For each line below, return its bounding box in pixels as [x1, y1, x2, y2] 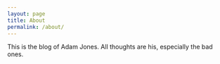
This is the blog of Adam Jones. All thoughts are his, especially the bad [7, 43, 213, 51]
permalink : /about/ [7, 23, 65, 30]
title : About [7, 17, 46, 24]
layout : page [7, 10, 46, 18]
